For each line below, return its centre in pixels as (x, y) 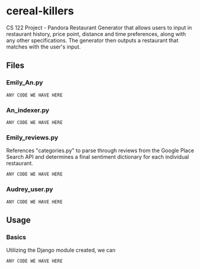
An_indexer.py (28, 110)
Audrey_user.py (30, 189)
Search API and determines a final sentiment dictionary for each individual (98, 157)
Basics (16, 237)
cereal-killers (40, 11)
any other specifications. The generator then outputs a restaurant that (92, 40)
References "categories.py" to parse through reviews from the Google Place (100, 150)
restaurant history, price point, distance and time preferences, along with (96, 34)
